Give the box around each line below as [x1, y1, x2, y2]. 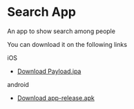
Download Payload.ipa [17, 67, 82, 75]
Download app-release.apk [17, 94, 95, 102]
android [7, 80, 30, 88]
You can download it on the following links [7, 40, 128, 48]
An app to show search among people [7, 27, 116, 35]
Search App [7, 4, 77, 20]
